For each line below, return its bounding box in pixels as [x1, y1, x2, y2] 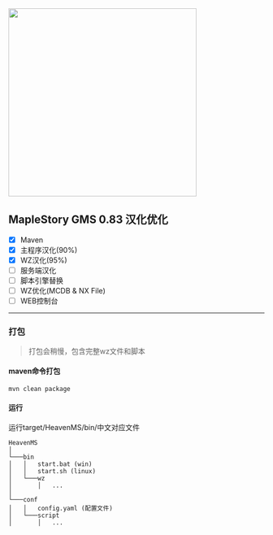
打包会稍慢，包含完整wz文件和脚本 [28, 346, 145, 356]
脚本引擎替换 [19, 276, 63, 285]
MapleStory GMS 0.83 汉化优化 [8, 213, 169, 227]
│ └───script [8, 511, 60, 520]
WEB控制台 [19, 296, 58, 306]
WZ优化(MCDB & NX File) [19, 286, 106, 296]
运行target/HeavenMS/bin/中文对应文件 [8, 422, 141, 432]
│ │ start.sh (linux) [8, 467, 96, 475]
